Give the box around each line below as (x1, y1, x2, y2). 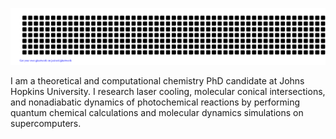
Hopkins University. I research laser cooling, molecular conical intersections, (10, 85, 326, 97)
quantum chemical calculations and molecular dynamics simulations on (10, 106, 304, 118)
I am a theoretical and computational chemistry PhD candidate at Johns (10, 74, 305, 87)
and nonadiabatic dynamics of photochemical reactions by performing (10, 96, 301, 108)
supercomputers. (10, 117, 82, 129)
